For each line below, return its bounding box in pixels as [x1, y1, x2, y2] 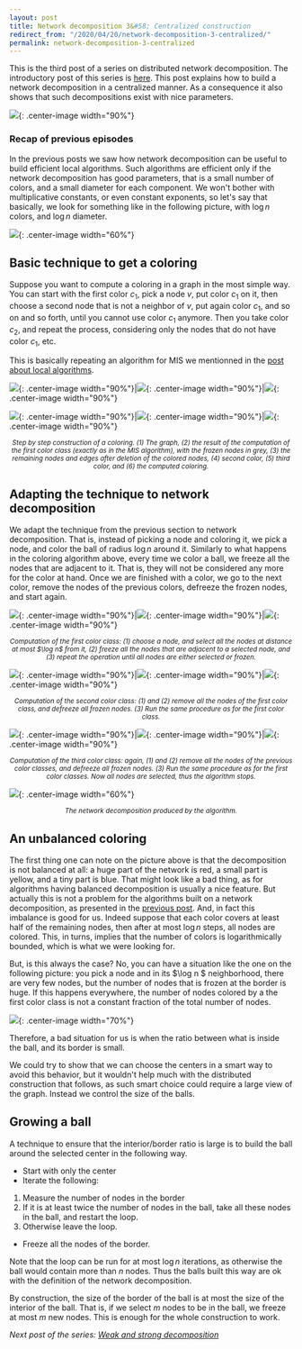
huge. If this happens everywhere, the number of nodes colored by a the [9, 987, 279, 998]
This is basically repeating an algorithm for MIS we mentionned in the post [9, 355, 285, 366]
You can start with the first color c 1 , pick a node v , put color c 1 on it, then [9, 289, 279, 302]
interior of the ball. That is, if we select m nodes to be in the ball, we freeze [9, 1302, 286, 1313]
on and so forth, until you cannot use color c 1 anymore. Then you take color [9, 312, 289, 325]
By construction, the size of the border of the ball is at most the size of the [9, 1292, 285, 1303]
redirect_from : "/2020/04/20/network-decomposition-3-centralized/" [9, 30, 271, 39]
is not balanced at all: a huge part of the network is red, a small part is [9, 864, 268, 874]
